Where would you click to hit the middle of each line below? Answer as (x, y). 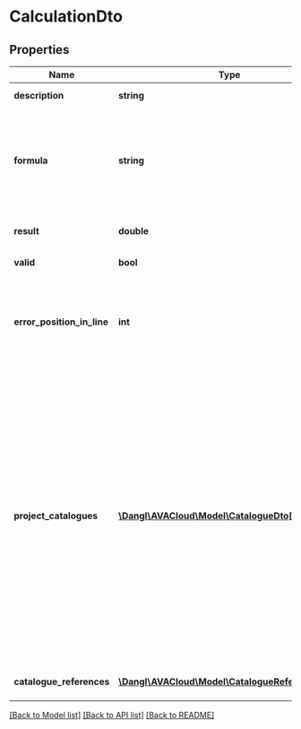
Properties (39, 50)
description (39, 95)
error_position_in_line (61, 322)
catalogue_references (62, 681)
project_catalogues (56, 516)
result (27, 231)
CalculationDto (66, 17)
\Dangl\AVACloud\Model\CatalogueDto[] (207, 516)
